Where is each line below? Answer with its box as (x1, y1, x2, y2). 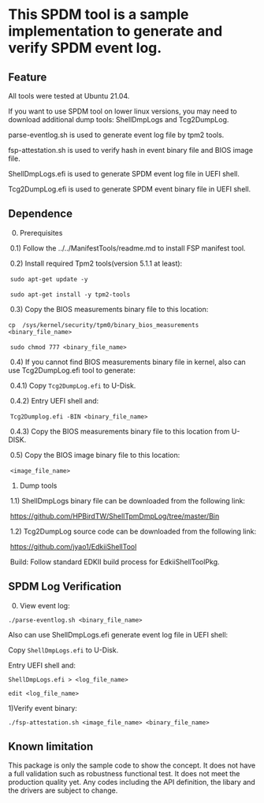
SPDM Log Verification (8, 580, 122, 593)
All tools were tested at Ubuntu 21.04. (8, 91, 130, 100)
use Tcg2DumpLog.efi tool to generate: (8, 365, 136, 375)
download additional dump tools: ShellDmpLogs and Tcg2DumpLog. (8, 115, 229, 124)
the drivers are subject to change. (8, 786, 118, 795)
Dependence (8, 207, 73, 221)
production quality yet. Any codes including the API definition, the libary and (8, 778, 256, 787)
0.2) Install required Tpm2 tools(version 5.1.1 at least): (9, 258, 183, 268)
